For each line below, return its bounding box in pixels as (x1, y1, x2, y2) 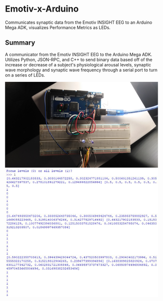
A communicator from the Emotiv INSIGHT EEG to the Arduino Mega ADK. (5, 51, 152, 57)
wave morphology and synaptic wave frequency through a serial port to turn (5, 67, 158, 73)
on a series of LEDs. (5, 72, 45, 78)
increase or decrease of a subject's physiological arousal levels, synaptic (5, 62, 151, 67)
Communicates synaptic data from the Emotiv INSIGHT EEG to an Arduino (5, 19, 152, 25)
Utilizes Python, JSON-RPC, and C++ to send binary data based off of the (5, 57, 153, 63)
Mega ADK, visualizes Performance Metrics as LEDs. (5, 24, 111, 30)
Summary (5, 39, 35, 47)
